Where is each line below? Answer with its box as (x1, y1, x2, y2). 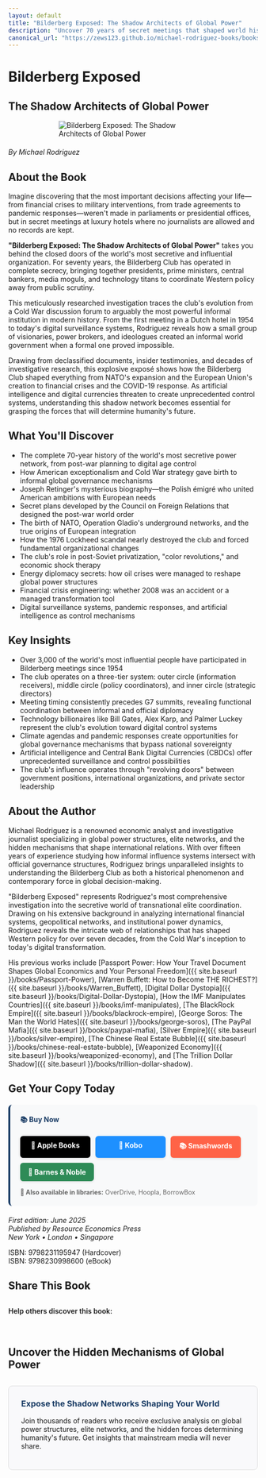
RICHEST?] (221, 974, 258, 984)
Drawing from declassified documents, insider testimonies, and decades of (8, 356, 253, 365)
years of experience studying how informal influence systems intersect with (8, 851, 256, 860)
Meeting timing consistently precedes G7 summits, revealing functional (19, 697, 252, 707)
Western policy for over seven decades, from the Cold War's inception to (8, 934, 246, 944)
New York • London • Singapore (8, 1232, 115, 1241)
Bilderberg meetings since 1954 (19, 663, 123, 673)
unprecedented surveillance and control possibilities (19, 756, 191, 766)
